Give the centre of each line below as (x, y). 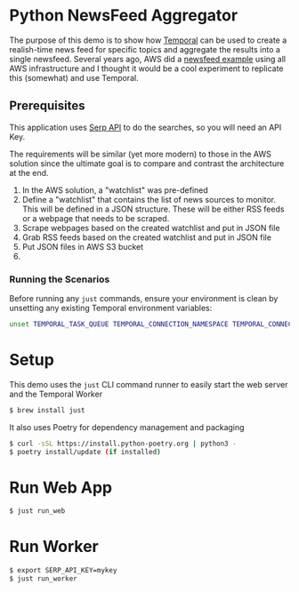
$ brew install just (48, 410)
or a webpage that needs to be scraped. (96, 218)
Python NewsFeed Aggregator (124, 16)
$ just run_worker (43, 579)
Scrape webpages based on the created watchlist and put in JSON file (151, 228)
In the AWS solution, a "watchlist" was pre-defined (115, 190)
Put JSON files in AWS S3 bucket (83, 246)
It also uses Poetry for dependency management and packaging (127, 427)
